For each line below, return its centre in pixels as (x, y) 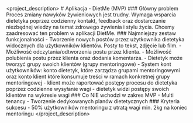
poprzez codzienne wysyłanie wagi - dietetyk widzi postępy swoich (88, 89)
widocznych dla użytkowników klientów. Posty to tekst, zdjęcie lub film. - (94, 45)
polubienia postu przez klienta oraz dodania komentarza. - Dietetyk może (94, 58)
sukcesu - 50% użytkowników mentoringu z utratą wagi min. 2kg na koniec (96, 108)
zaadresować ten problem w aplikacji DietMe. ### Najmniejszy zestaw (91, 33)
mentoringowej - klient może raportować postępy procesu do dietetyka (92, 83)
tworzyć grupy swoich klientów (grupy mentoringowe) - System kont (89, 64)
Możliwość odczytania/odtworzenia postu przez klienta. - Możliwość (89, 52)
